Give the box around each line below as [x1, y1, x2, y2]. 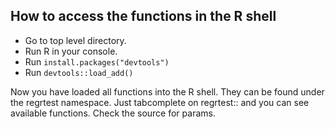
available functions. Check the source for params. [10, 107, 216, 119]
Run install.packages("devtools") [24, 55, 170, 68]
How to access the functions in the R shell [10, 8, 277, 25]
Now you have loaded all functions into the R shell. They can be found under [10, 85, 325, 98]
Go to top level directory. [24, 34, 127, 46]
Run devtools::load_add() [24, 66, 134, 78]
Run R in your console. [24, 45, 118, 57]
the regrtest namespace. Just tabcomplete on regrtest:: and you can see [10, 96, 310, 108]
